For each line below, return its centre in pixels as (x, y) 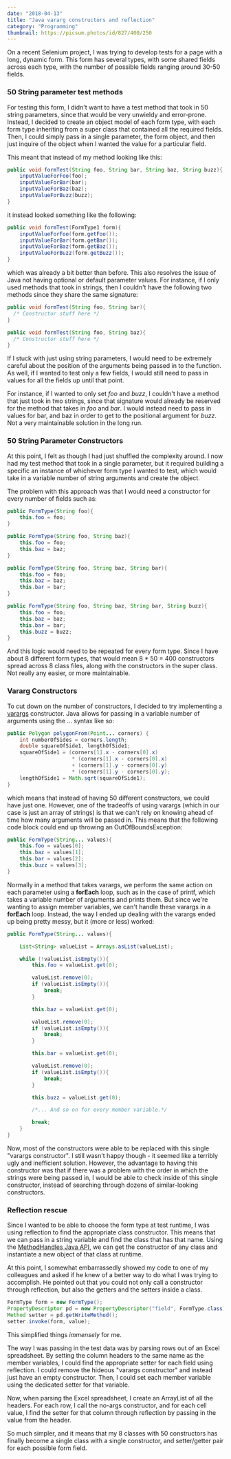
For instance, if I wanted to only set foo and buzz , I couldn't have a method (113, 394)
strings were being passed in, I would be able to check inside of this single (113, 1177)
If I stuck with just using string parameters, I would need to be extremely (109, 358)
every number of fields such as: (52, 498)
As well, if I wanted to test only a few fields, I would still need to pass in (108, 373)
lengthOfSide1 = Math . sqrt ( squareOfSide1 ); (83, 778)
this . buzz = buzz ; (46, 632)
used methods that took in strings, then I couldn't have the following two (109, 287)
